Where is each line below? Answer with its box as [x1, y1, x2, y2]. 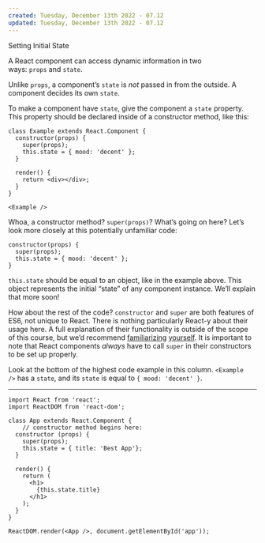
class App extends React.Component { [8, 417, 132, 424]
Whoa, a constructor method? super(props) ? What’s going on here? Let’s [8, 217, 244, 226]
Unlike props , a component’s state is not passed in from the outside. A [8, 80, 237, 89]
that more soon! [8, 292, 60, 301]
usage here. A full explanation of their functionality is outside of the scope [8, 324, 248, 334]
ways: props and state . [8, 64, 83, 74]
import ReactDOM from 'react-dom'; [8, 402, 125, 411]
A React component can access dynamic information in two [8, 56, 203, 66]
